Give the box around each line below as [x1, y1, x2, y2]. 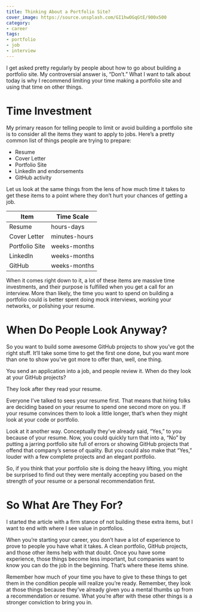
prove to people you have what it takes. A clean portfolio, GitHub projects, [6, 543, 188, 550]
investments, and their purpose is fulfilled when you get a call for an [6, 283, 173, 290]
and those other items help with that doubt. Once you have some [6, 549, 166, 556]
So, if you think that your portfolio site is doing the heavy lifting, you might [6, 465, 188, 472]
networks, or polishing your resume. [6, 302, 96, 309]
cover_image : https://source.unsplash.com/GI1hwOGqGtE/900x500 [6, 14, 167, 20]
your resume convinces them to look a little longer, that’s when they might [6, 410, 188, 417]
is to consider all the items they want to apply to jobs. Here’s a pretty [6, 130, 175, 138]
